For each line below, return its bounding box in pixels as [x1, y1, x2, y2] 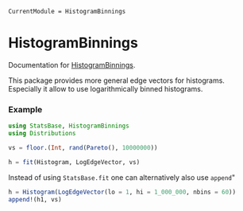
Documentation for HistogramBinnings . [8, 60, 136, 69]
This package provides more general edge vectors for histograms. [8, 76, 225, 85]
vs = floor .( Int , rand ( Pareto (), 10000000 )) [8, 143, 158, 151]
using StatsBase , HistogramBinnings [8, 122, 129, 131]
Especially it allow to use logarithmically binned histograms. [8, 84, 203, 93]
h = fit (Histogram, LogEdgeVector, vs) [8, 158, 141, 166]
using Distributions [8, 130, 77, 138]
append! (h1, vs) [8, 195, 62, 203]
